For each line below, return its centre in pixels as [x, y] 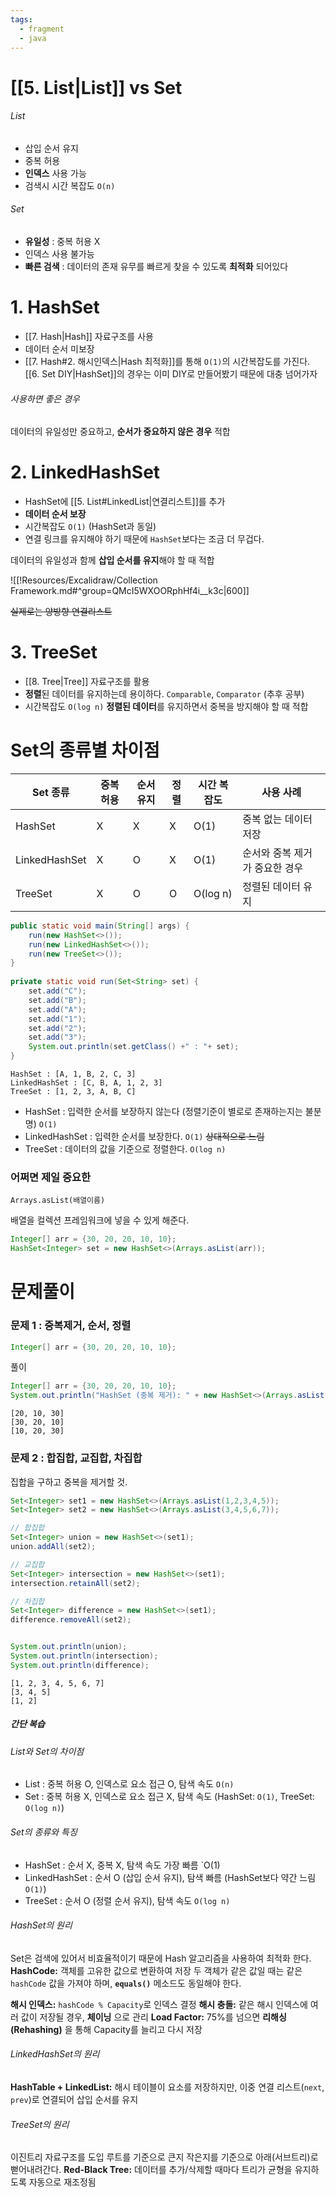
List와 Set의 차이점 [47, 1751]
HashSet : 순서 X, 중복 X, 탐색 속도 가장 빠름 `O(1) [122, 1865]
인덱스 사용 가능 [55, 173]
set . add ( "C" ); [57, 991]
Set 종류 [50, 792]
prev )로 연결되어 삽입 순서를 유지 [74, 2099]
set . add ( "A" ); [57, 1009]
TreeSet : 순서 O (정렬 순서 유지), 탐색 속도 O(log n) [127, 1900]
